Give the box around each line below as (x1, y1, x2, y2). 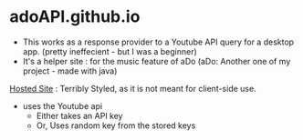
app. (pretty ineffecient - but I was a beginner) (22, 45, 198, 56)
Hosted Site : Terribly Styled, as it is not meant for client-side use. (9, 83, 257, 94)
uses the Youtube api (22, 100, 103, 111)
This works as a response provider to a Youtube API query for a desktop (22, 36, 295, 47)
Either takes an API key (36, 110, 123, 121)
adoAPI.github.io (9, 6, 141, 27)
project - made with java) (22, 65, 118, 76)
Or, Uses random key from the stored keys (36, 120, 196, 131)
